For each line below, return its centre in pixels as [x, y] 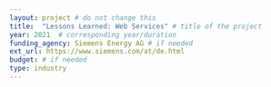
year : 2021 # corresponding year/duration [93, 34]
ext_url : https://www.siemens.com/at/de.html [97, 52]
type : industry [38, 69]
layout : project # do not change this [83, 18]
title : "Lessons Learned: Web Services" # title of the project [135, 26]
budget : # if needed [49, 60]
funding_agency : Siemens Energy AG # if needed [101, 43]
